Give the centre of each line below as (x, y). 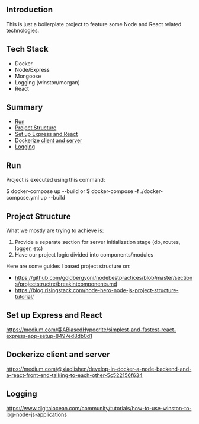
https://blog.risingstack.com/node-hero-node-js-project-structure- (97, 290)
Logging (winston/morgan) (47, 82)
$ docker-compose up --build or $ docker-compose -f (73, 191)
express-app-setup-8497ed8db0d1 (49, 336)
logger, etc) (29, 248)
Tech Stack (27, 49)
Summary (25, 107)
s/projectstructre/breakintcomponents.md (66, 284)
